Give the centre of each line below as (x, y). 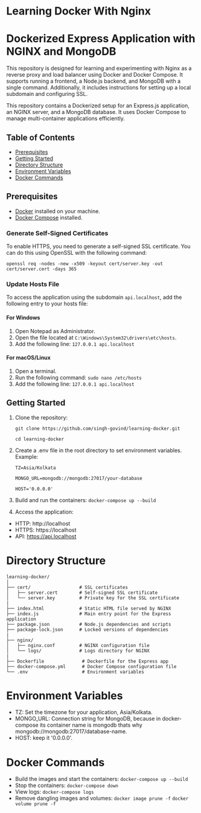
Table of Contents (41, 137)
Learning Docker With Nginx (78, 11)
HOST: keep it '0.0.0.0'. (44, 738)
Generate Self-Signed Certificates (57, 233)
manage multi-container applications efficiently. (65, 118)
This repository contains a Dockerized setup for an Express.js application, (98, 106)
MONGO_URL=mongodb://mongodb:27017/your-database (79, 478)
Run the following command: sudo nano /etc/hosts (78, 377)
